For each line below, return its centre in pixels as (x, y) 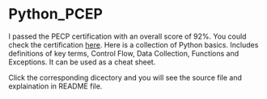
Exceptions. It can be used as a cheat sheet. (82, 62)
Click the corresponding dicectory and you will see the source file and (125, 77)
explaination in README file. (55, 86)
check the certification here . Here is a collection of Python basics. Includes (133, 44)
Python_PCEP (56, 14)
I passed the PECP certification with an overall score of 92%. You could (127, 36)
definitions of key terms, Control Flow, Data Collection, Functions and (124, 53)
